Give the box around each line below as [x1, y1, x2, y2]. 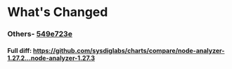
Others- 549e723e [7, 29, 72, 39]
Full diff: [7, 46, 32, 54]
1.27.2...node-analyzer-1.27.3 [7, 54, 95, 62]
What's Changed [7, 4, 108, 20]
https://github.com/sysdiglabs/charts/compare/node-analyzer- [32, 46, 225, 54]
